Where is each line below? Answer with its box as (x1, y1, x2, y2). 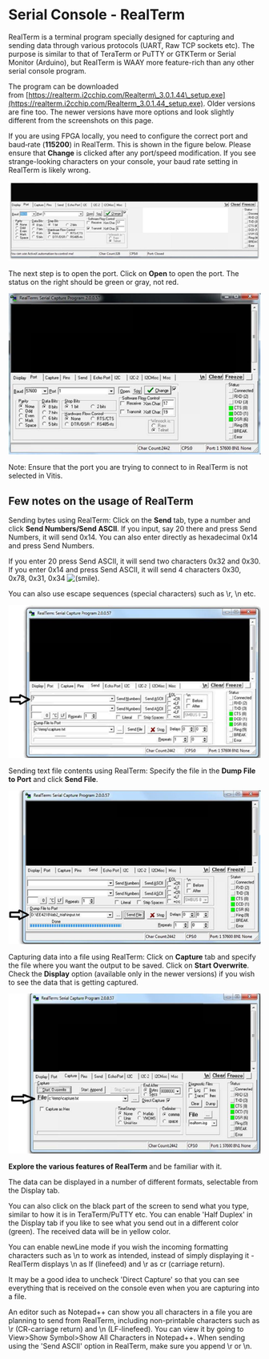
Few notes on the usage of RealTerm (8, 494, 194, 507)
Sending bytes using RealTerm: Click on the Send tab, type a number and (8, 515, 251, 525)
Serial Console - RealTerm (8, 6, 186, 24)
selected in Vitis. (8, 471, 63, 481)
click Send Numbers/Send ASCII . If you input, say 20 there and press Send (8, 523, 258, 533)
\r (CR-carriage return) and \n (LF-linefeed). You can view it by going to (8, 1324, 244, 1333)
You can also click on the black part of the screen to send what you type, (8, 1201, 250, 1210)
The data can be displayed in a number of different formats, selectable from (8, 1177, 259, 1186)
